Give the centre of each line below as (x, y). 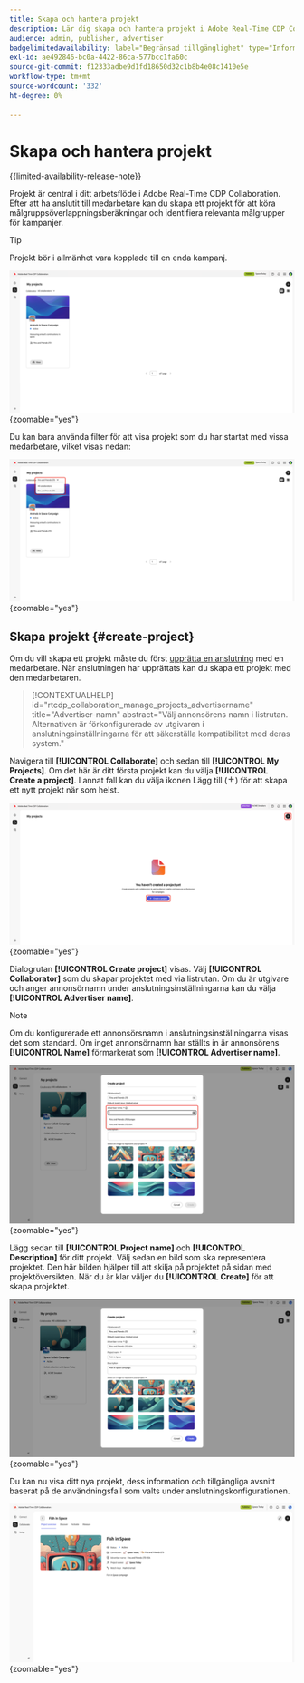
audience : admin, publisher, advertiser (87, 38)
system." (48, 744)
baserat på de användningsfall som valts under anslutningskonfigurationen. (150, 1491)
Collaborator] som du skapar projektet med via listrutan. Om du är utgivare (149, 978)
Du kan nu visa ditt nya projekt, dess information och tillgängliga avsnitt (142, 1482)
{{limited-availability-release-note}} (76, 176)
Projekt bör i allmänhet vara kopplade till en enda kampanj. (119, 258)
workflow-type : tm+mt (50, 77)
